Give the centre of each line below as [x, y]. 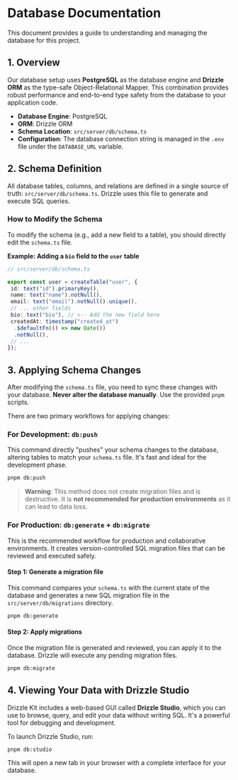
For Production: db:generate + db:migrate [79, 525]
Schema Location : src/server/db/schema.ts [82, 131]
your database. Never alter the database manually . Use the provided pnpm [116, 395]
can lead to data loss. [56, 507]
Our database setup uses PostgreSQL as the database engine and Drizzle [116, 80]
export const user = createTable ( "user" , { [73, 282]
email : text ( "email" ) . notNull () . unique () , [74, 302]
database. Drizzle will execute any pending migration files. [92, 655]
